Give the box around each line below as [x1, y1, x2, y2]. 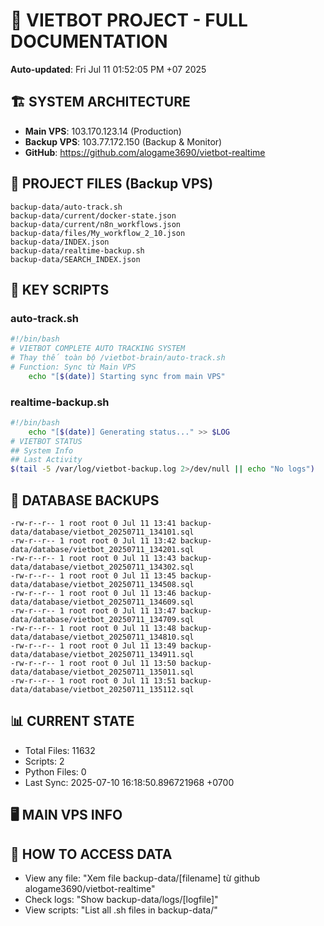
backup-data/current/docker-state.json [10, 210, 177, 221]
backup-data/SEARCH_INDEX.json [10, 254, 141, 264]
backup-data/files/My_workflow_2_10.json [10, 228, 186, 238]
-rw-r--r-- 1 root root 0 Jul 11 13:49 [10, 640, 177, 651]
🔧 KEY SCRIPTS [10, 281, 110, 298]
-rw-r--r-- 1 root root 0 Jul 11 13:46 [10, 588, 177, 598]
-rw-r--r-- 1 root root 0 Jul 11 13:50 [10, 658, 177, 668]
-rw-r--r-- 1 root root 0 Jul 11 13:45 [10, 570, 177, 581]
